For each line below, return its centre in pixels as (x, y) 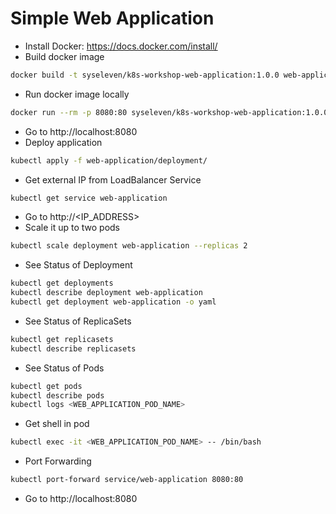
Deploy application (63, 142)
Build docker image (64, 56)
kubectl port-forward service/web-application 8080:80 (127, 480)
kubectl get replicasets (62, 339)
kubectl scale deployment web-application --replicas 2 (129, 246)
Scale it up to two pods (72, 228)
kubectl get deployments (62, 283)
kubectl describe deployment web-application (106, 293)
